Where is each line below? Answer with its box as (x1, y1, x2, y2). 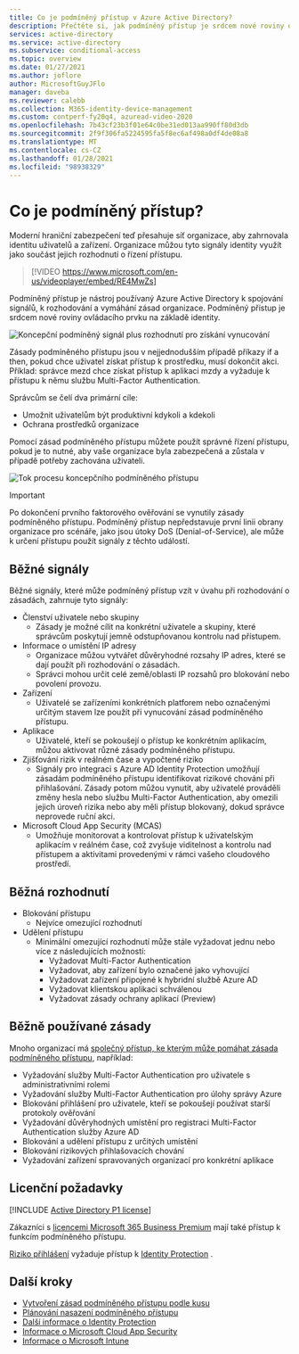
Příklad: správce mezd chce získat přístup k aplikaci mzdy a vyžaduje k (9, 366, 271, 376)
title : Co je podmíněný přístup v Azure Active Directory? (9, 12, 233, 22)
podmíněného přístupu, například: (9, 1052, 133, 1062)
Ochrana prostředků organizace (21, 419, 140, 430)
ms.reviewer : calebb (9, 95, 86, 105)
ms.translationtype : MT (9, 137, 98, 146)
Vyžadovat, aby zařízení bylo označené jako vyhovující (48, 964, 250, 975)
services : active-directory (9, 29, 114, 38)
